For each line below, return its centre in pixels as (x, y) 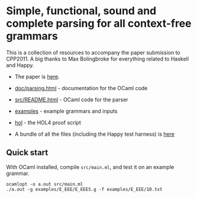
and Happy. (20, 65)
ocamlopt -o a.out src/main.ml (45, 184)
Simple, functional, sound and (81, 11)
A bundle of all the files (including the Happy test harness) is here (94, 134)
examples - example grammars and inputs (66, 111)
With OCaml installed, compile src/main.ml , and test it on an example (90, 167)
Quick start (27, 153)
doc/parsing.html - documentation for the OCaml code (81, 88)
